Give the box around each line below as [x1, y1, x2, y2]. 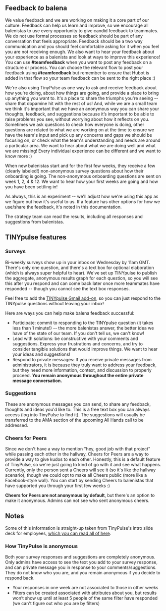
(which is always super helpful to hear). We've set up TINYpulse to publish [5, 270, 157, 276]
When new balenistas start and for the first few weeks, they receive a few [5, 163, 156, 168]
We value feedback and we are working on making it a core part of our [5, 17, 150, 23]
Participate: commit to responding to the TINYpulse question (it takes [12, 320, 154, 326]
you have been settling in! [5, 183, 58, 190]
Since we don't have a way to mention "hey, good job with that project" [5, 446, 151, 452]
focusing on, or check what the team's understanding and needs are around [5, 137, 161, 143]
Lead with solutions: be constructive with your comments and [12, 335, 138, 341]
